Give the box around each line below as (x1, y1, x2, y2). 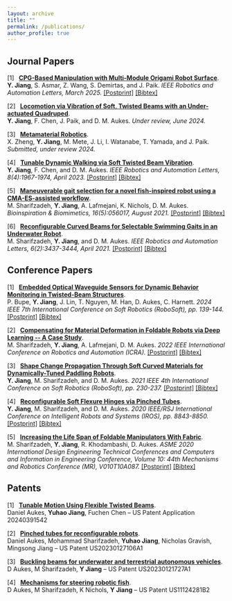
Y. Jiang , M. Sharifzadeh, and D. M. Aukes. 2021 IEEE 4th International (7, 376, 209, 384)
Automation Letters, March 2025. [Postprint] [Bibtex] (7, 88, 158, 97)
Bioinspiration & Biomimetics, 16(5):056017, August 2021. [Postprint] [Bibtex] (7, 209, 225, 217)
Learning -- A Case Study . (7, 333, 84, 341)
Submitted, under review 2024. (7, 145, 96, 154)
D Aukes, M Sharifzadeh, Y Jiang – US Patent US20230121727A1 (7, 564, 191, 573)
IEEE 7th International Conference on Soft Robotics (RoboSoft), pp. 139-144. (7, 305, 224, 313)
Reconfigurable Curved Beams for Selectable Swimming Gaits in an (19, 222, 218, 231)
